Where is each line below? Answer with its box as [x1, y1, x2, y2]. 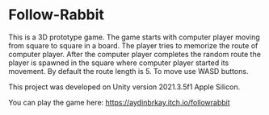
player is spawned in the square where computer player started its [8, 58, 229, 68]
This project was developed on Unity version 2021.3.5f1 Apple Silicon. [8, 82, 241, 92]
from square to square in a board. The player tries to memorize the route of [8, 40, 258, 50]
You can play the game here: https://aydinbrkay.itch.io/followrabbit [8, 97, 230, 107]
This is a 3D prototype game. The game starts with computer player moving [8, 32, 260, 42]
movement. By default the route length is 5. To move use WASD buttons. [8, 66, 249, 76]
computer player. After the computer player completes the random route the [8, 49, 261, 59]
